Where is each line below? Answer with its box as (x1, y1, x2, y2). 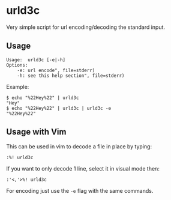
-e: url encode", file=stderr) (17, 67, 95, 73)
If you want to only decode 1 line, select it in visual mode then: (6, 165, 160, 172)
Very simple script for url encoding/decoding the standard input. (6, 23, 166, 31)
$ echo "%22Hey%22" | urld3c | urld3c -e (6, 105, 112, 111)
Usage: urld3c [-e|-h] (6, 56, 66, 63)
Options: (6, 62, 28, 68)
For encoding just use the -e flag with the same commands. (6, 187, 154, 194)
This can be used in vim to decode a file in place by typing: (6, 142, 152, 150)
